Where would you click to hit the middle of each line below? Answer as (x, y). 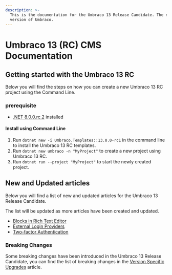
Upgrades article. (24, 267)
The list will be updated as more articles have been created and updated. (82, 211)
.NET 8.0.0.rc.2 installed (38, 117)
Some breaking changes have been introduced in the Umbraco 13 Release (83, 256)
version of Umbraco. (32, 19)
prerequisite (21, 105)
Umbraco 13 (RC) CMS (53, 45)
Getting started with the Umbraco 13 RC (70, 75)
